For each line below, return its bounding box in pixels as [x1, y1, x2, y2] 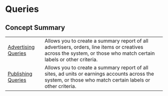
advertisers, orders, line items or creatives [44, 44, 143, 50]
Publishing [7, 71, 32, 77]
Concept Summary [5, 23, 65, 32]
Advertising [7, 44, 35, 50]
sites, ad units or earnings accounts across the [44, 71, 154, 77]
